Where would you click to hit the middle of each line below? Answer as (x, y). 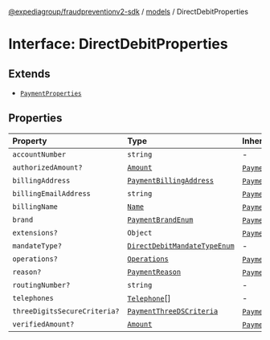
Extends (29, 74)
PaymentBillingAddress (171, 180)
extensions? (35, 233)
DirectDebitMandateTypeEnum (181, 246)
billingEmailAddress (51, 193)
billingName (35, 207)
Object (140, 233)
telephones (33, 298)
